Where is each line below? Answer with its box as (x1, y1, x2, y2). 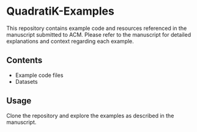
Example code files (15, 71, 64, 79)
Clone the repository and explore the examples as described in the (6, 112, 174, 119)
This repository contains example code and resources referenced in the (6, 24, 187, 32)
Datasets (15, 78, 38, 85)
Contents (6, 55, 43, 65)
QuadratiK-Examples (6, 4, 114, 18)
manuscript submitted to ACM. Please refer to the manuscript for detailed (6, 31, 191, 38)
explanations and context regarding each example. (6, 37, 135, 45)
